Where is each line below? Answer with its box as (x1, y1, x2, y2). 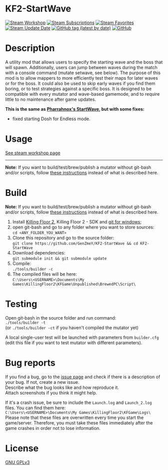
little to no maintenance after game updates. (5, 96, 96, 102)
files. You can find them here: (5, 404, 66, 411)
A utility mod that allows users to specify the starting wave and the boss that (5, 59, 163, 65)
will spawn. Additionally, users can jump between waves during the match (5, 64, 157, 70)
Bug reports (5, 357, 56, 368)
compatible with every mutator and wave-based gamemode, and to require (5, 91, 160, 97)
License (5, 442, 39, 454)
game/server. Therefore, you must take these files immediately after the (5, 419, 153, 426)
